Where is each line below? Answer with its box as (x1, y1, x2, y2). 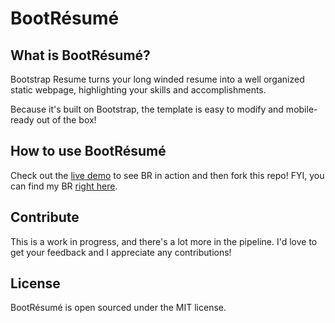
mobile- (285, 103, 318, 115)
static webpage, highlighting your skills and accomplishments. (10, 84, 267, 96)
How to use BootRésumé (10, 143, 167, 160)
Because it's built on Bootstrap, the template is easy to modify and (10, 103, 284, 115)
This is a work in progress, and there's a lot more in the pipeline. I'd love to (10, 235, 318, 247)
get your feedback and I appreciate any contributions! (10, 246, 232, 258)
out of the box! (36, 114, 97, 126)
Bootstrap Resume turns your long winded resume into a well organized (10, 73, 305, 85)
